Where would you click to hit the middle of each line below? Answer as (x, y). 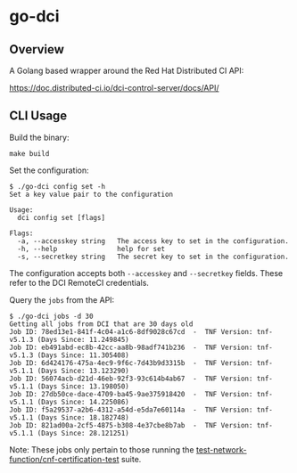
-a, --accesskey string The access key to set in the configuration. (153, 241)
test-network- (221, 449)
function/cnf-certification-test (64, 459)
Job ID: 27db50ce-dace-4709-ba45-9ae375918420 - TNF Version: (131, 394)
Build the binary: (39, 137)
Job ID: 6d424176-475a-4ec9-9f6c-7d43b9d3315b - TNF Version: (131, 363)
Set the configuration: (49, 170)
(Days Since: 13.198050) (83, 386)
